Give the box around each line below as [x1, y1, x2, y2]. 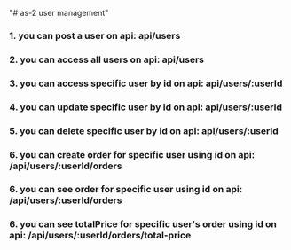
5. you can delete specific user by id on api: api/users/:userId [9, 124, 279, 137]
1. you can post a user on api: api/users [9, 29, 181, 42]
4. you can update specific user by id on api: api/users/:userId [9, 101, 282, 113]
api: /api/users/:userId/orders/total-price [9, 230, 192, 242]
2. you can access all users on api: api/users [9, 53, 205, 66]
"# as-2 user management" [9, 8, 109, 18]
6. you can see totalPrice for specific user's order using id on [9, 218, 278, 230]
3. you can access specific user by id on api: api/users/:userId [9, 77, 283, 90]
